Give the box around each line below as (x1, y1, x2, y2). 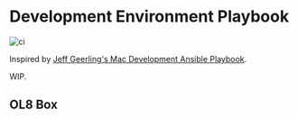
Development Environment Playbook (9, 6, 290, 27)
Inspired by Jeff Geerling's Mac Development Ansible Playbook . (9, 53, 247, 64)
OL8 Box (9, 97, 59, 113)
